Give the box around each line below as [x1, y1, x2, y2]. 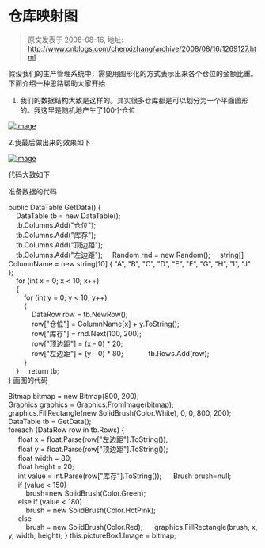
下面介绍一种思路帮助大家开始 [8, 79, 105, 88]
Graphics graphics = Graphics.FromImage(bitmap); [8, 400, 174, 409]
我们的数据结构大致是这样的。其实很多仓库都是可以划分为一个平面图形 [19, 95, 249, 105]
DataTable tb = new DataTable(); [15, 211, 121, 220]
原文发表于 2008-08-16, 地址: [27, 35, 124, 44]
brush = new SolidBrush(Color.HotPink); [25, 505, 156, 515]
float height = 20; [17, 462, 75, 471]
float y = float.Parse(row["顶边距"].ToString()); [17, 444, 168, 454]
